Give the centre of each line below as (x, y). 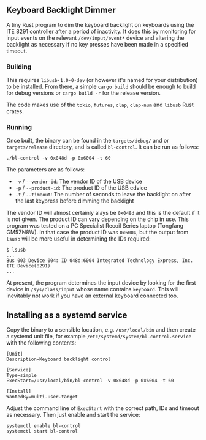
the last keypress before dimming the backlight (74, 201)
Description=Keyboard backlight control (59, 360)
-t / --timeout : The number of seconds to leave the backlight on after (103, 195)
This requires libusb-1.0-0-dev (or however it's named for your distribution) (102, 80)
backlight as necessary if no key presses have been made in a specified (97, 44)
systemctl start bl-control (42, 431)
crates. (15, 111)
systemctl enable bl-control (44, 426)
